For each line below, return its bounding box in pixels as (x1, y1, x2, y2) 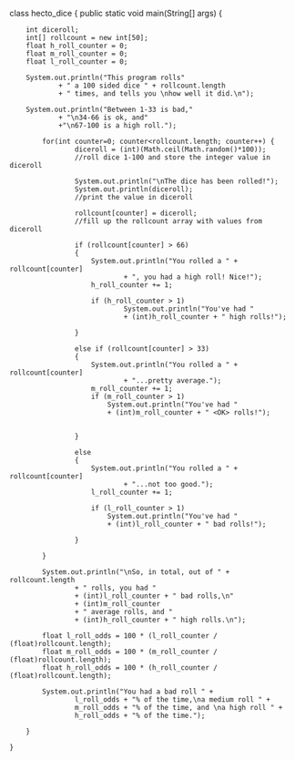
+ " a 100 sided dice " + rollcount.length (57, 81, 226, 90)
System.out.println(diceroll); (74, 185, 194, 194)
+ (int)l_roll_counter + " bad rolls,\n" (74, 591, 234, 601)
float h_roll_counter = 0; (25, 41, 128, 50)
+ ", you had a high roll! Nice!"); (123, 272, 262, 282)
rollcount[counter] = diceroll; (74, 209, 198, 218)
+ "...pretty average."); (123, 376, 222, 385)
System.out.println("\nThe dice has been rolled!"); (74, 177, 280, 186)
